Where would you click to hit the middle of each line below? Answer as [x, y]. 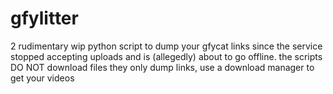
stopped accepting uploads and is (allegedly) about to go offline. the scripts [166, 56]
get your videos [42, 78]
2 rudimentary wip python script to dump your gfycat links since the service [166, 46]
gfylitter [44, 18]
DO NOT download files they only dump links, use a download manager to [162, 67]
